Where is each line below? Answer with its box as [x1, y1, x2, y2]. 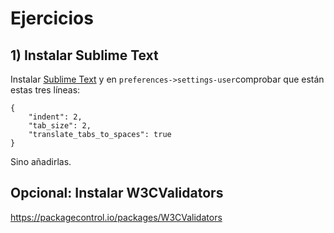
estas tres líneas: [10, 84, 81, 96]
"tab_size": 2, [28, 121, 92, 131]
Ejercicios [10, 7, 94, 30]
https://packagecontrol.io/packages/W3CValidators [10, 211, 223, 223]
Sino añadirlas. [10, 156, 72, 167]
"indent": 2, [28, 112, 83, 122]
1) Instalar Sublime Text [10, 47, 159, 64]
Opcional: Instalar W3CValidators [10, 185, 224, 202]
